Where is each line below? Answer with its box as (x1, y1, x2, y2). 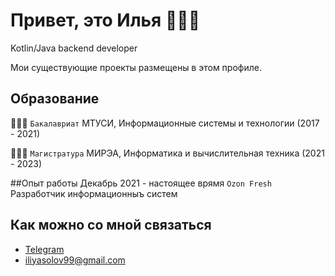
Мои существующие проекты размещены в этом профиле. (10, 61, 262, 73)
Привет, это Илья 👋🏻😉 (10, 9, 201, 32)
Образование (10, 90, 100, 108)
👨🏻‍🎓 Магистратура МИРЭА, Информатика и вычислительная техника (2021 (10, 147, 325, 159)
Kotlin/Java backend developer (10, 42, 138, 54)
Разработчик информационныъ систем (10, 187, 178, 199)
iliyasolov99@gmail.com (24, 254, 126, 266)
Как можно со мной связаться (10, 217, 212, 234)
